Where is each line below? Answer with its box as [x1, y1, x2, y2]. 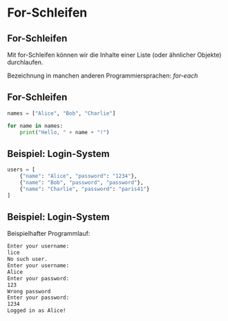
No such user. [7, 256, 48, 263]
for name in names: [7, 122, 64, 129]
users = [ [7, 166, 36, 174]
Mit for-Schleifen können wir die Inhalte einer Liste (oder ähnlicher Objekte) [7, 51, 222, 59]
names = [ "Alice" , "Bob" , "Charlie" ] [7, 109, 116, 117]
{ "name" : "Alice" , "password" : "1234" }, [19, 173, 137, 180]
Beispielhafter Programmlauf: [7, 230, 91, 238]
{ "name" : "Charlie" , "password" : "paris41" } [19, 185, 150, 192]
